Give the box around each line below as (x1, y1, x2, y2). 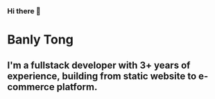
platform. (56, 81, 98, 93)
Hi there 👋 (7, 6, 42, 16)
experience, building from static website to (7, 70, 197, 82)
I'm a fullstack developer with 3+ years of (7, 59, 191, 71)
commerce (7, 81, 55, 93)
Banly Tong (7, 32, 74, 48)
